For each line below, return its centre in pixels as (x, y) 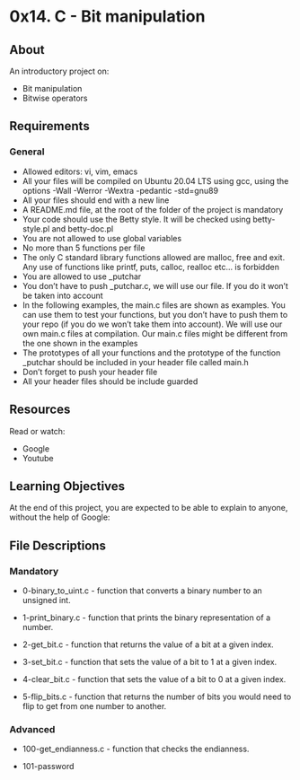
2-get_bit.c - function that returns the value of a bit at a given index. (148, 644)
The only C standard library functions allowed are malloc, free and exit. (154, 257)
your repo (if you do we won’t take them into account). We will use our (152, 324)
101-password (48, 767)
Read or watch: (37, 431)
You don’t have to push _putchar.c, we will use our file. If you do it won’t (155, 285)
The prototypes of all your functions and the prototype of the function (151, 353)
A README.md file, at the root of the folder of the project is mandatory (153, 209)
